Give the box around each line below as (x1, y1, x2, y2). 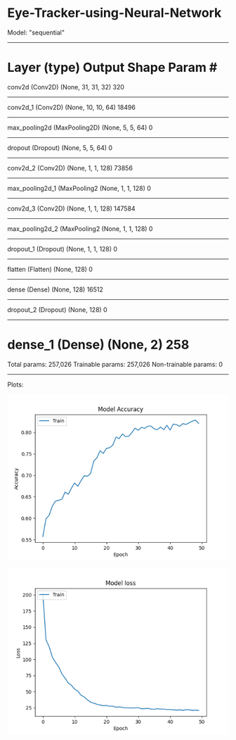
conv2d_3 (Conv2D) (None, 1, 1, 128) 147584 (7, 204, 136, 213)
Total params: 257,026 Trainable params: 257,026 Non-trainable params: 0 (7, 360, 223, 368)
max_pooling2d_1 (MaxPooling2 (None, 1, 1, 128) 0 (7, 184, 151, 192)
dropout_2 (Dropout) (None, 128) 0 (7, 305, 107, 314)
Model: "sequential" (7, 28, 65, 37)
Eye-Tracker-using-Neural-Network (7, 5, 222, 21)
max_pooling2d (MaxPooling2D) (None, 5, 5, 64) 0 (7, 123, 153, 132)
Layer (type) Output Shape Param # (7, 60, 218, 75)
